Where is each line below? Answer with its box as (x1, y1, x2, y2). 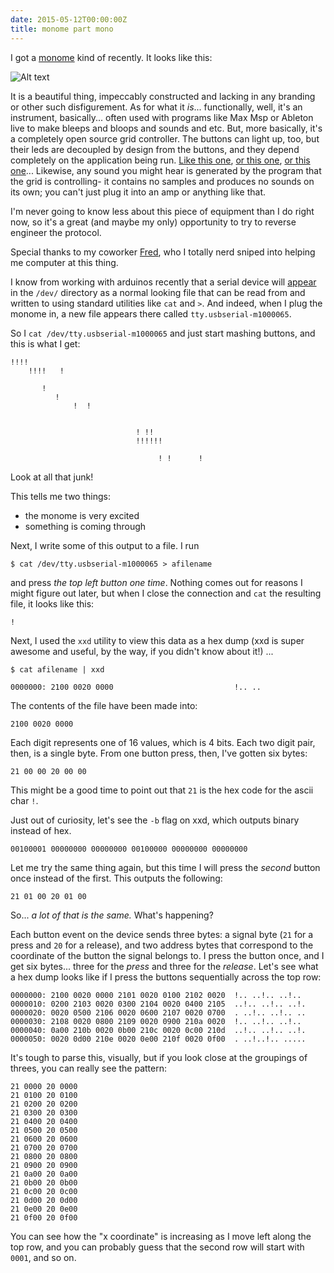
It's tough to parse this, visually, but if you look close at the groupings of (10, 1051, 308, 1063)
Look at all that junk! (10, 471, 94, 483)
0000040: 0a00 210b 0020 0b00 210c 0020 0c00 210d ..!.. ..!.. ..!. (10, 1025, 307, 1035)
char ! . (10, 794, 39, 806)
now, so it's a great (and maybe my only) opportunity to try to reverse (10, 216, 297, 228)
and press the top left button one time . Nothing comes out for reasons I (10, 576, 303, 588)
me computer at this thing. (10, 256, 119, 268)
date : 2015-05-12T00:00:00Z (10, 14, 128, 25)
